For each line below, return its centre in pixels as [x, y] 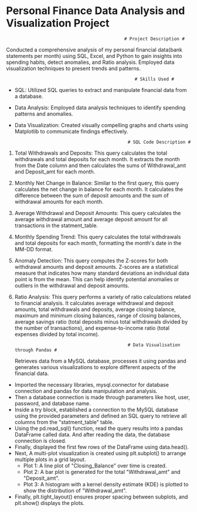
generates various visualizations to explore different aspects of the [95, 367]
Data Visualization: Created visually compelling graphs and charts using [101, 125]
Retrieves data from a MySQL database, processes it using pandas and [100, 361]
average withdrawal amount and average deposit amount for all [91, 219]
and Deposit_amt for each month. [55, 172]
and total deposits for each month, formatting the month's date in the [98, 243]
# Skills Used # [154, 79]
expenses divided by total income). [57, 334]
